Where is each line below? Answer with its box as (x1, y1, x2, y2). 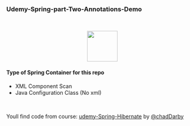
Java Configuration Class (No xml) (15, 89, 102, 96)
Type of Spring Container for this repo (6, 69, 105, 76)
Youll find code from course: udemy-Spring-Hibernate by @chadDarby (6, 113, 184, 120)
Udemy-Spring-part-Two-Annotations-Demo (6, 5, 142, 13)
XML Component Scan (15, 82, 72, 90)
